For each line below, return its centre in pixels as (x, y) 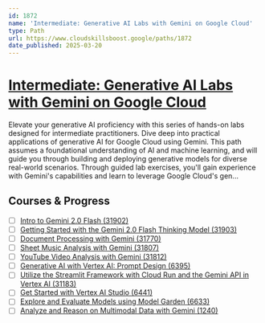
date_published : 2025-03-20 (55, 46)
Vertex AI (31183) (48, 284)
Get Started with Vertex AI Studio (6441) (86, 292)
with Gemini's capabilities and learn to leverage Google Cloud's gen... (124, 176)
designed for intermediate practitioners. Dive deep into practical (114, 133)
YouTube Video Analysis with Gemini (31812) (93, 257)
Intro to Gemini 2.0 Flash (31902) (74, 220)
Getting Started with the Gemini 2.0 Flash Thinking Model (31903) (128, 229)
